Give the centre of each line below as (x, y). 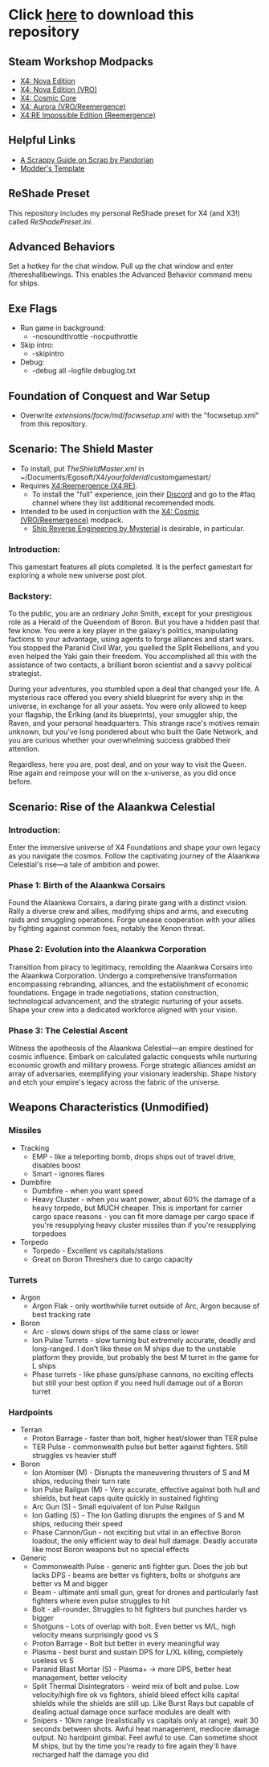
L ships (44, 1366)
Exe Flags (33, 309)
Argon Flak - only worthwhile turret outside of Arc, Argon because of (146, 1306)
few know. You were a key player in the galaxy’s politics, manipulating (123, 631)
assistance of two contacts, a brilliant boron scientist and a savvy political (130, 665)
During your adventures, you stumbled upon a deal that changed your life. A (134, 689)
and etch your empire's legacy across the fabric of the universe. (114, 1082)
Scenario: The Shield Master (81, 449)
